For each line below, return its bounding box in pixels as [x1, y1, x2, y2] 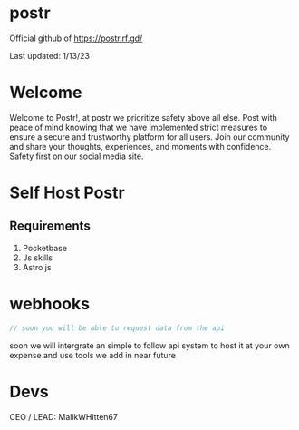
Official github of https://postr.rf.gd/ [9, 33, 143, 44]
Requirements [9, 219, 91, 234]
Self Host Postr [9, 182, 125, 203]
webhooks [9, 294, 91, 315]
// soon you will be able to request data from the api [9, 323, 225, 333]
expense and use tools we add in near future [9, 349, 177, 360]
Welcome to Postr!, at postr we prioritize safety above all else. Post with [9, 112, 278, 122]
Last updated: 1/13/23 [9, 50, 91, 61]
